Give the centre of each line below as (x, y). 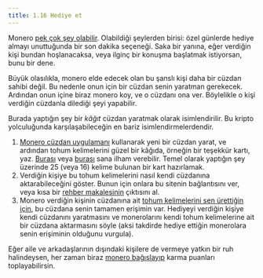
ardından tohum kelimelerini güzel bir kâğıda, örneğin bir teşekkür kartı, (135, 150)
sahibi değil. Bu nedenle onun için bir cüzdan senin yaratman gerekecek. (126, 86)
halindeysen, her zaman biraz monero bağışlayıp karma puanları (112, 257)
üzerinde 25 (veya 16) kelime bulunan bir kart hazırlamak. (112, 166)
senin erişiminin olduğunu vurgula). (76, 233)
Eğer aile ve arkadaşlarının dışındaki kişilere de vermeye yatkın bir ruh (121, 249)
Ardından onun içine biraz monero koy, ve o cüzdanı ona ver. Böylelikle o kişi (132, 94)
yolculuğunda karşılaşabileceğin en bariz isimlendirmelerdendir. (111, 126)
